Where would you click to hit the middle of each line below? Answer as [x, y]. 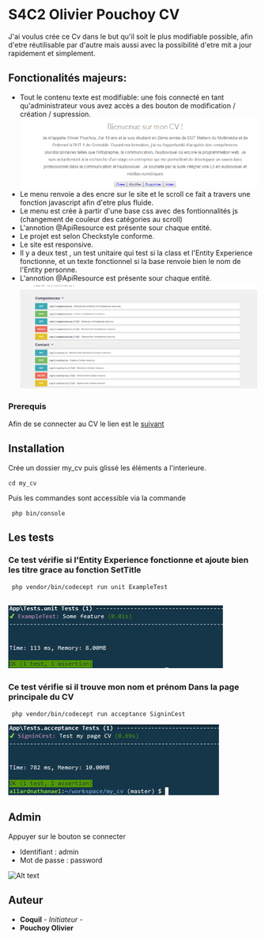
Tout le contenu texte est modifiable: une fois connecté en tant [122, 97]
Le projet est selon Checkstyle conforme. [87, 236]
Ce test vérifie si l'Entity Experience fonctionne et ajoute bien [129, 560]
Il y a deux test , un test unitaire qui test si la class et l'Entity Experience [136, 253]
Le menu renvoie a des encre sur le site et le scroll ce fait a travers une [135, 194]
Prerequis [27, 406]
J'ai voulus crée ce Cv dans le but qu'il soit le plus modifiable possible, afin [131, 36]
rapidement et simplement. [52, 53]
